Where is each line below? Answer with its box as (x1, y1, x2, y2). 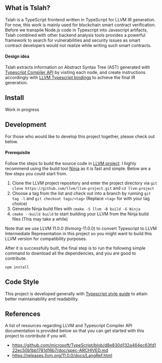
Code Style (5, 278, 39, 286)
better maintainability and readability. (5, 296, 79, 302)
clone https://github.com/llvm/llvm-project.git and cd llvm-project (12, 185, 155, 191)
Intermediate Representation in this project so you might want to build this (5, 230, 152, 236)
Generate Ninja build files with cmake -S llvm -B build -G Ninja (12, 206, 141, 212)
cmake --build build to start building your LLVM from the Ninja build (12, 211, 149, 217)
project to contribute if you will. (5, 333, 67, 339)
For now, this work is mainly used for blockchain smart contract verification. (5, 22, 156, 28)
